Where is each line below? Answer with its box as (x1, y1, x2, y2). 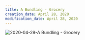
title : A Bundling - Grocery (5, 7, 65, 12)
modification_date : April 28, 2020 (5, 16, 78, 21)
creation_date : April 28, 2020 (5, 12, 69, 17)
